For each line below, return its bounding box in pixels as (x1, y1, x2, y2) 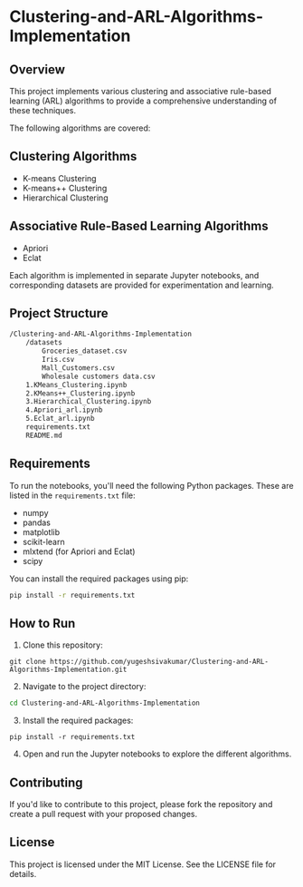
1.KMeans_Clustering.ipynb (25, 380, 128, 389)
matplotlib (22, 526, 61, 537)
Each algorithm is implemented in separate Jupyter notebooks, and (9, 269, 260, 280)
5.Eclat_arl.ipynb (25, 414, 95, 424)
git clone (9, 658, 47, 667)
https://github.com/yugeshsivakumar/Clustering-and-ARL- (49, 658, 270, 667)
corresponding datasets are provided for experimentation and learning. (9, 279, 274, 290)
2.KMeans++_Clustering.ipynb (25, 388, 136, 398)
